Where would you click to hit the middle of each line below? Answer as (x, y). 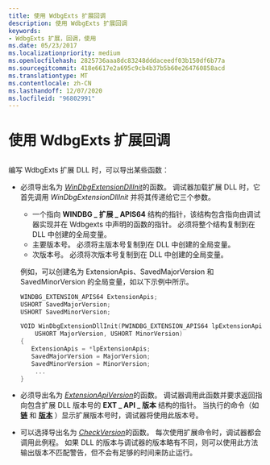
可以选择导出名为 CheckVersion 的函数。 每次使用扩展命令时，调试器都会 (141, 433)
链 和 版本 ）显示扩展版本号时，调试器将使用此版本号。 (111, 415)
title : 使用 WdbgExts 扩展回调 (57, 16)
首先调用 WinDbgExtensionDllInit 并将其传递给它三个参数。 (117, 197)
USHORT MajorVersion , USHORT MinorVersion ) (109, 334)
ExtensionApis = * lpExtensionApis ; (91, 349)
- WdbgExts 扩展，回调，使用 (52, 38)
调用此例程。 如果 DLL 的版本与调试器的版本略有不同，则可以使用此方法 (139, 442)
